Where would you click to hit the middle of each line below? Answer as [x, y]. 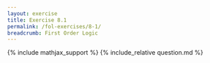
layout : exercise [32, 13]
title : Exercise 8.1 [37, 20]
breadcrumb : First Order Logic [53, 33]
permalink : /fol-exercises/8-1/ [54, 26]
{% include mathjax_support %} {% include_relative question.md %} [105, 53]
